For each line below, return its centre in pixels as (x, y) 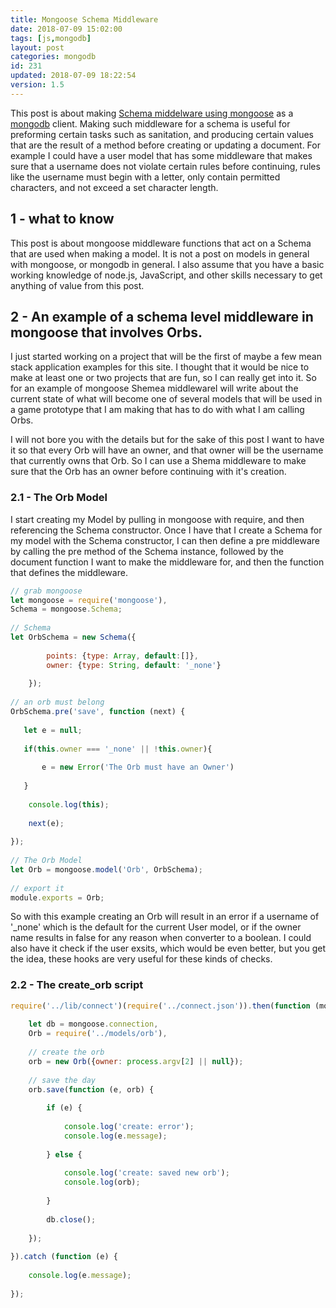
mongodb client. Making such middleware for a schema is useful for (150, 123)
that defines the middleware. (69, 572)
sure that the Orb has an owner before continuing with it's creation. (148, 472)
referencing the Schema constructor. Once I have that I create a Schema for (166, 530)
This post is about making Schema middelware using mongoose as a (152, 113)
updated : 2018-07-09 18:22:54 (73, 76)
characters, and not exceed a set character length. (114, 187)
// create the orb (66, 1052)
